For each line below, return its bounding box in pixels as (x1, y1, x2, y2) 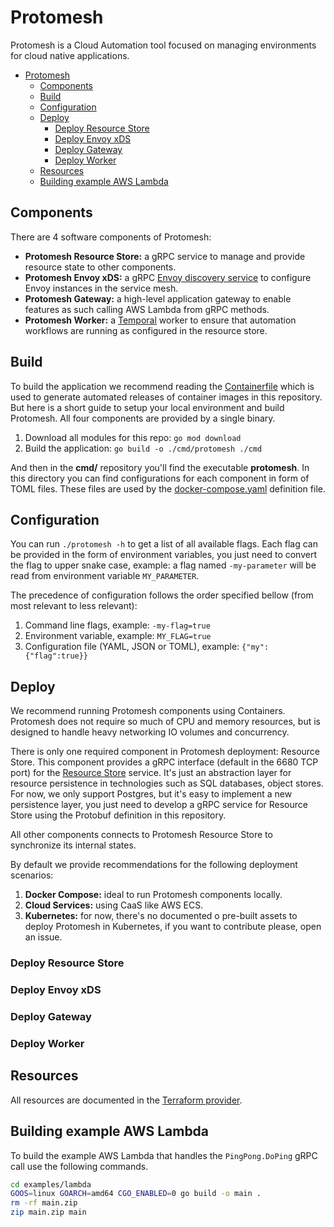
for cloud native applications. (10, 49, 130, 61)
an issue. (24, 931, 63, 943)
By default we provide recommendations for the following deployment (10, 859, 298, 871)
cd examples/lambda (10, 1179, 92, 1190)
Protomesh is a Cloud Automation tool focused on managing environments (10, 39, 317, 51)
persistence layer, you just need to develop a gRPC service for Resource (10, 799, 308, 811)
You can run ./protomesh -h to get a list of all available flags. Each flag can (10, 538, 318, 550)
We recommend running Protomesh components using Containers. (10, 705, 286, 717)
